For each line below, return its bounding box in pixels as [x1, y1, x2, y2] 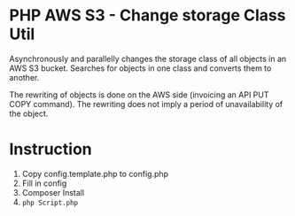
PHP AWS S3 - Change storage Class [9, 5, 286, 26]
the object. [9, 108, 49, 119]
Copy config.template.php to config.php [21, 168, 169, 179]
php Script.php [21, 198, 79, 207]
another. [9, 72, 40, 82]
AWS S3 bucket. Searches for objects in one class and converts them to [9, 63, 272, 73]
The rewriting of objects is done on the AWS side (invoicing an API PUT [9, 89, 269, 100]
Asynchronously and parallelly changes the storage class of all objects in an [9, 53, 287, 64]
